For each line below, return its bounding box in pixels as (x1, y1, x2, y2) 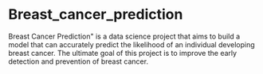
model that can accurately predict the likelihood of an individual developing (8, 39, 255, 49)
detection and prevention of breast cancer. (8, 57, 149, 66)
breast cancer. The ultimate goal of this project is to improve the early (8, 48, 237, 57)
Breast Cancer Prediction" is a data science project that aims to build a (8, 31, 241, 41)
